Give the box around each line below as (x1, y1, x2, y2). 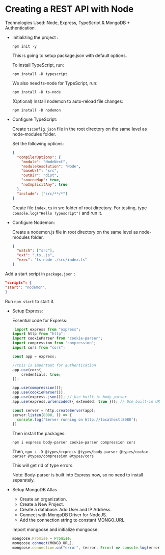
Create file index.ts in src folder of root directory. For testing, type (12, 205, 147, 211)
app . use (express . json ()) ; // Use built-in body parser (12, 394, 127, 400)
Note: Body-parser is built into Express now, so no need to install (12, 472, 143, 478)
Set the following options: (12, 140, 64, 146)
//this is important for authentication (12, 362, 96, 368)
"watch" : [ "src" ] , (17, 248, 55, 253)
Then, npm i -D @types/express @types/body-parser (12, 448, 118, 455)
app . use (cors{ (12, 367, 41, 372)
